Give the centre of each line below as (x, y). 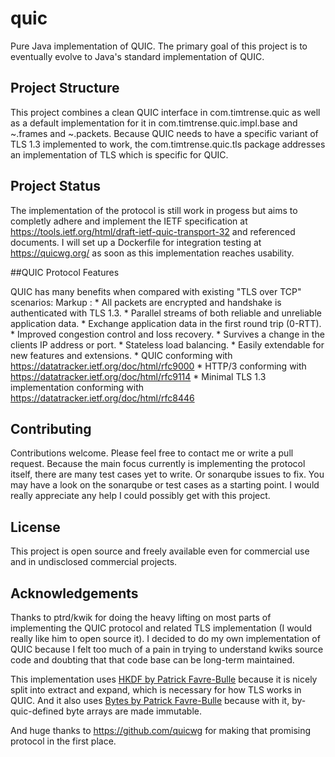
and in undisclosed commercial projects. (94, 562)
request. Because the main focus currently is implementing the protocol (158, 464)
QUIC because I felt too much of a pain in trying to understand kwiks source (167, 649)
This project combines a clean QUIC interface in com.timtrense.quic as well (165, 112)
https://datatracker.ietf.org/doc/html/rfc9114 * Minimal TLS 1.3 (138, 376)
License (35, 527)
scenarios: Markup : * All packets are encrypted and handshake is (146, 302)
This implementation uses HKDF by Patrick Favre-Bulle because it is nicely (164, 679)
